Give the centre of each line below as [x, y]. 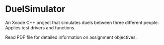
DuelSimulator [35, 9]
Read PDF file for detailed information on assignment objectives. [71, 37]
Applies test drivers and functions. [40, 27]
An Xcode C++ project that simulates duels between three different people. [82, 22]
